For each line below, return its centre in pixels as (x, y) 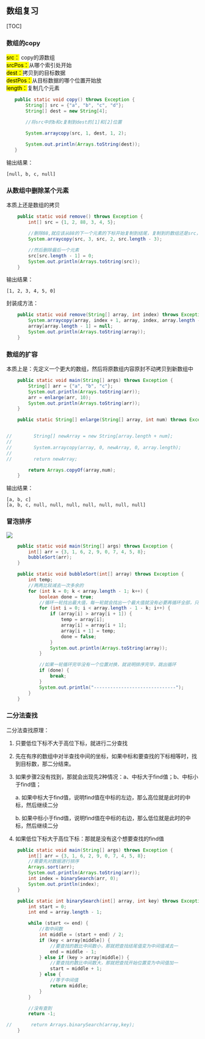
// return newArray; (42, 459)
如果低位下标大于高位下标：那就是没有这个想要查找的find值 (90, 839)
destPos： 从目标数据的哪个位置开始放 (54, 81)
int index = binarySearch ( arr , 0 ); (74, 879)
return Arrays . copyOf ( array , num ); (72, 470)
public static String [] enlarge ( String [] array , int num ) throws (102, 420)
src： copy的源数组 (31, 57)
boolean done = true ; (67, 597)
